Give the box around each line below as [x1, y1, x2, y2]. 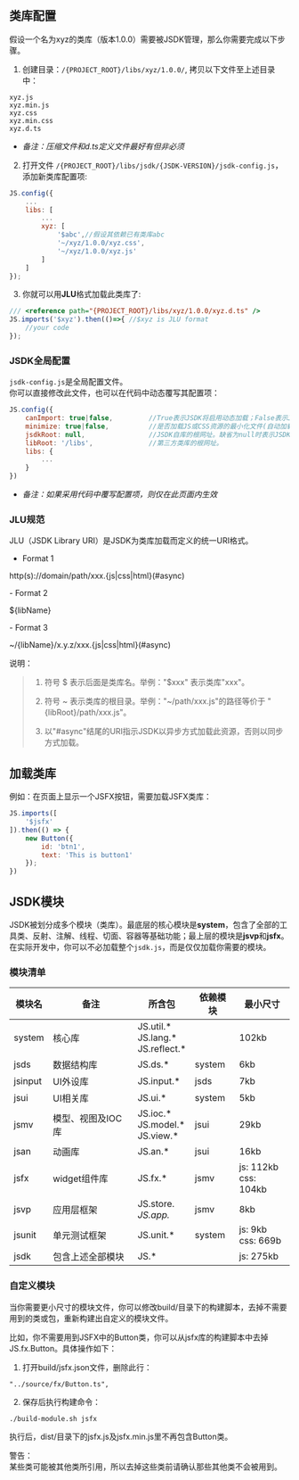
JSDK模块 [9, 894, 65, 909]
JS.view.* [137, 1129, 180, 1142]
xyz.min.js [9, 101, 50, 110]
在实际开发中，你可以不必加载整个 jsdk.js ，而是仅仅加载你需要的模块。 [9, 942, 271, 953]
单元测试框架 [53, 1229, 107, 1242]
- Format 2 [9, 588, 49, 599]
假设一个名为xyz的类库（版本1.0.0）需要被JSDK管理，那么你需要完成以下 [9, 34, 279, 45]
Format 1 [21, 553, 54, 564]
